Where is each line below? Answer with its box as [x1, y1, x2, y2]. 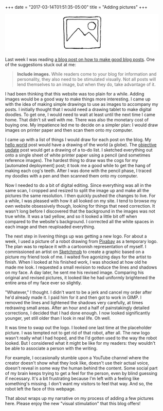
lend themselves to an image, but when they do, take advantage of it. [17, 81, 156, 87]
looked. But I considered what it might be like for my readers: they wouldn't [5, 340, 156, 346]
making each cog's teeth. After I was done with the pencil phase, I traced [5, 168, 152, 174]
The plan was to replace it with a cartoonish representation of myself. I [5, 244, 146, 250]
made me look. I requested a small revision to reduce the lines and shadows [5, 264, 157, 270]
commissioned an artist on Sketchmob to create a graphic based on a [5, 249, 145, 255]
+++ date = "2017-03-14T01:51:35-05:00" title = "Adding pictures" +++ [5, 4, 147, 10]
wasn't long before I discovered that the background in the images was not [5, 208, 156, 214]
